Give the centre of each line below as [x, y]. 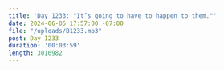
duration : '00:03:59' [45, 46]
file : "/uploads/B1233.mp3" [55, 31]
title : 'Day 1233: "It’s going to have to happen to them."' [113, 16]
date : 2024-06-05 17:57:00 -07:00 [66, 23]
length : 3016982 [35, 53]
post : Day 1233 [34, 38]
